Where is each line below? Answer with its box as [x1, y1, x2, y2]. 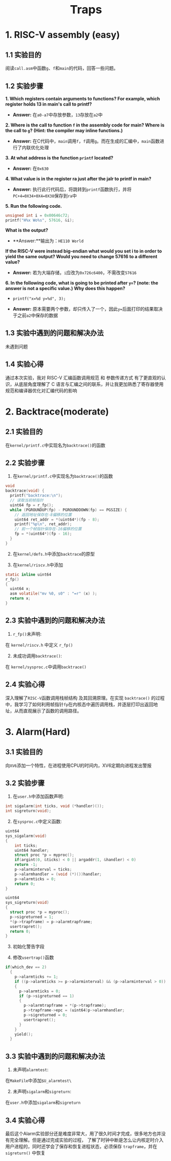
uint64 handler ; [14, 848, 50, 853]
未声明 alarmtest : [12, 1066, 49, 1073]
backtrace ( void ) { [5, 488, 45, 493]
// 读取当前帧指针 [10, 498, 44, 503]
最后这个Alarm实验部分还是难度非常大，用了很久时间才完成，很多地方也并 [5, 1130, 161, 1136]
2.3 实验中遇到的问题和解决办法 [5, 616, 105, 625]
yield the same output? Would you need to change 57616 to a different [5, 253, 158, 259]
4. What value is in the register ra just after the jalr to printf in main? [5, 176, 152, 182]
